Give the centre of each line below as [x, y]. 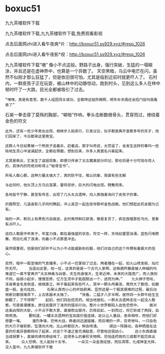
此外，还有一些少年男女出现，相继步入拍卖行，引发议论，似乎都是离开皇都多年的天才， [80, 131]
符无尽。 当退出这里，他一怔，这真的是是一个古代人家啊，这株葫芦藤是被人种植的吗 [81, 268]
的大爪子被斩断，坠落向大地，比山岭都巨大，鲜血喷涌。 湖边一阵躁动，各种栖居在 [79, 326]
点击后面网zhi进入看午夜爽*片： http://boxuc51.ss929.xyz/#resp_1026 [75, 44]
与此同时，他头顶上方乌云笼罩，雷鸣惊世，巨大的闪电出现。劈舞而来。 [66, 185]
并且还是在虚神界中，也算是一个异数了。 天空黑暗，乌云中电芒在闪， [83, 71]
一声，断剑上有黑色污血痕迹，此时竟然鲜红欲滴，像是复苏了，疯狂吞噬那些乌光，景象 [85, 219]
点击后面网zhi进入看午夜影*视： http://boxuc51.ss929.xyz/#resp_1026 [75, 54]
